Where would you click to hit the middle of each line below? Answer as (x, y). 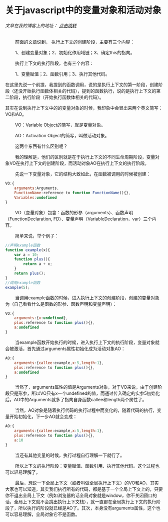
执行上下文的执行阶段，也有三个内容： (54, 63)
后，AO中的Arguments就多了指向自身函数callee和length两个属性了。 (76, 400)
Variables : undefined (35, 198)
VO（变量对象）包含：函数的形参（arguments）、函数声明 (74, 212)
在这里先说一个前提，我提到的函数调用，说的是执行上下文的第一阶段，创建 (82, 85)
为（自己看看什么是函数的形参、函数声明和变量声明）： (61, 304)
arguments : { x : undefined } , (41, 318)
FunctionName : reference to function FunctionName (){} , (72, 193)
